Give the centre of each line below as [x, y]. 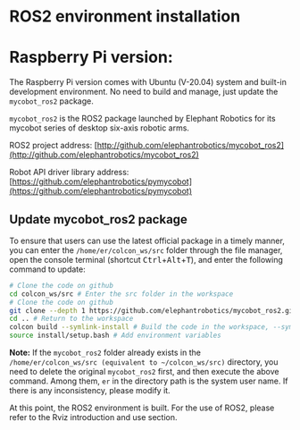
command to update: [48, 269]
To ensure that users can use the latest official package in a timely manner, [147, 240]
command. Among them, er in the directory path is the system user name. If [149, 381]
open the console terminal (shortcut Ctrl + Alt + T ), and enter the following [146, 259]
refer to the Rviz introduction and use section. [93, 417]
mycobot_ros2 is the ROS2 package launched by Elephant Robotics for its [142, 119]
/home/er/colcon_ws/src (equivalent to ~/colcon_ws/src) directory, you [144, 362]
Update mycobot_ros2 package [98, 219]
